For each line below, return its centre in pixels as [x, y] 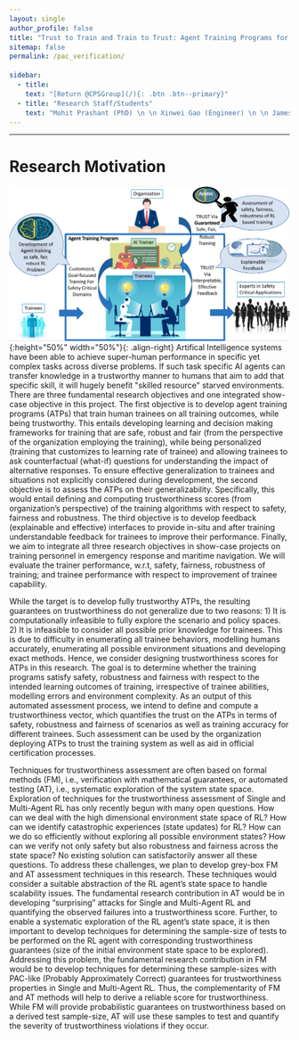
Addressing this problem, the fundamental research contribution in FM [138, 960]
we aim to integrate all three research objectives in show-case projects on [145, 546]
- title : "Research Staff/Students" [85, 103]
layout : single [37, 19]
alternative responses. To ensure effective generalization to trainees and [142, 471]
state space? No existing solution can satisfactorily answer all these [133, 856]
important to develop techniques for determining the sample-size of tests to [148, 931]
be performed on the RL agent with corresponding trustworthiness [131, 941]
